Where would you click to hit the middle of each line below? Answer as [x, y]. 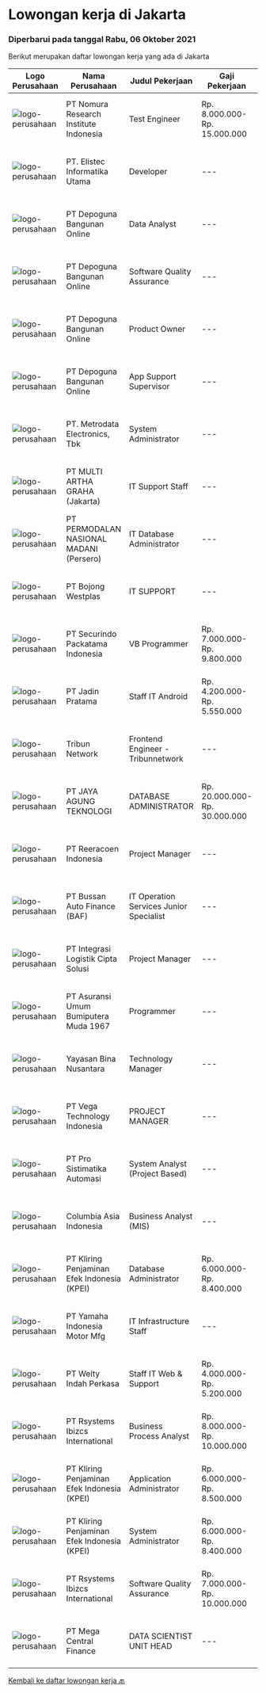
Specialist [147, 917]
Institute [81, 124]
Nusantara [85, 1069]
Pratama [82, 701]
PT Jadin [83, 692]
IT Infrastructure [160, 1321]
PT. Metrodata [93, 424]
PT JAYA [82, 791]
